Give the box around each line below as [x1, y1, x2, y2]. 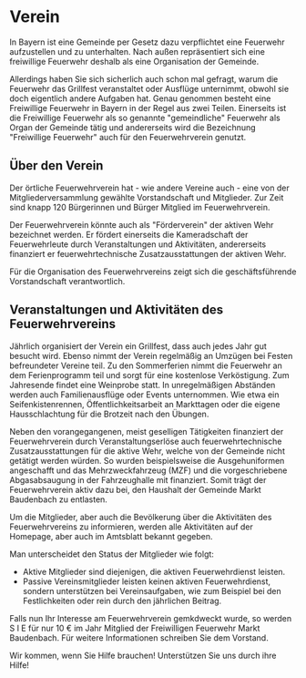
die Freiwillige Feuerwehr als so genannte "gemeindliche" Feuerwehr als [9, 112, 280, 123]
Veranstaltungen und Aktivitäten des [9, 303, 224, 318]
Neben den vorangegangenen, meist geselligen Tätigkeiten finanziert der [9, 426, 284, 437]
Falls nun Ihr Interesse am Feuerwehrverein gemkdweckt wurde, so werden [9, 612, 292, 623]
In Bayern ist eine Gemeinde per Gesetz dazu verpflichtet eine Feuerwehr [9, 36, 285, 47]
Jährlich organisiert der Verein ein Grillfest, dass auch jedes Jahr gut [9, 340, 267, 352]
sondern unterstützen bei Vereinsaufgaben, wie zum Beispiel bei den [22, 585, 281, 596]
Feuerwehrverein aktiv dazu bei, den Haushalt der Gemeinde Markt [9, 484, 261, 495]
